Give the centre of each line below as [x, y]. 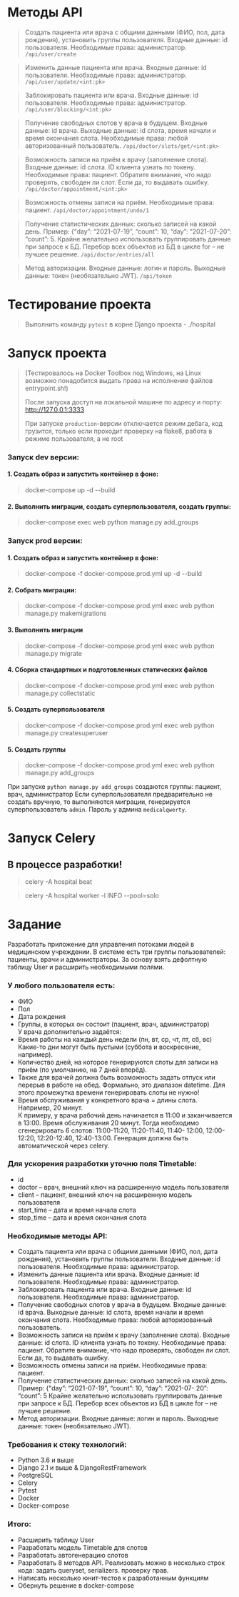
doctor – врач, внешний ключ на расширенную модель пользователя [123, 1187]
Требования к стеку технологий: [67, 1445]
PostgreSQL [35, 1476]
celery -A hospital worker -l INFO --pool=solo [92, 896]
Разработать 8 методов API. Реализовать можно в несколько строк [121, 1563]
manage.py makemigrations [66, 613]
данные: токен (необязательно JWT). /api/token [98, 275]
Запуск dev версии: [44, 457]
